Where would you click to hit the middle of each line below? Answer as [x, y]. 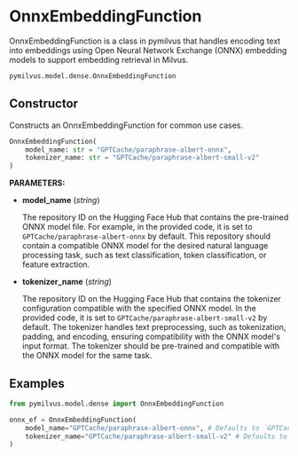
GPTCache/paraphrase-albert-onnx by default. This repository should [146, 236]
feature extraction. [56, 264]
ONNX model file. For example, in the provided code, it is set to [137, 227]
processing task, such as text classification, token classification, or [144, 256]
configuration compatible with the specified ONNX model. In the [139, 309]
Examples [37, 383]
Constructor [43, 104]
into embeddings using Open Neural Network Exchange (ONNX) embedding [148, 50]
